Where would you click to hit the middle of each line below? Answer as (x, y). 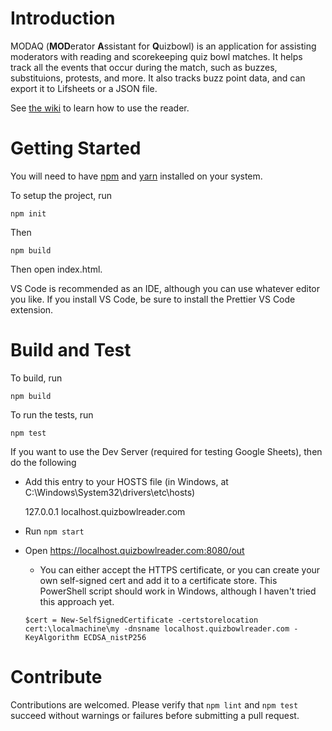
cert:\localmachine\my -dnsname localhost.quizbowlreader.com (157, 628)
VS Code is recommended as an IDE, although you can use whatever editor (165, 288)
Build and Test (71, 350)
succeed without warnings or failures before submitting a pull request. (155, 715)
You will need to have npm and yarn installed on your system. (136, 176)
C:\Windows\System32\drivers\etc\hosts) (110, 492)
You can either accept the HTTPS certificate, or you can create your (180, 569)
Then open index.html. (56, 269)
